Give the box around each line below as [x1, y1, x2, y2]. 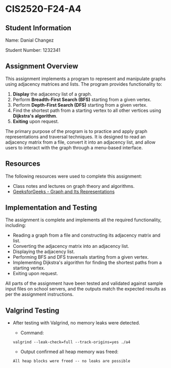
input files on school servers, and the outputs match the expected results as [5, 286, 166, 292]
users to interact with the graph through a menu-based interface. [5, 144, 143, 150]
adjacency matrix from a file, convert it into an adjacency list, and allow [5, 139, 156, 145]
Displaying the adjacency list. [12, 248, 75, 255]
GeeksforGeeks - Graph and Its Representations [12, 188, 115, 195]
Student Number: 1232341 [5, 47, 61, 53]
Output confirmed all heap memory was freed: [20, 348, 119, 355]
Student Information [5, 24, 72, 32]
